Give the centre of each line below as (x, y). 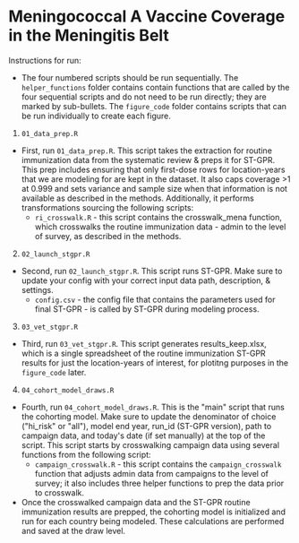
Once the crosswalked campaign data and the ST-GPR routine (136, 502)
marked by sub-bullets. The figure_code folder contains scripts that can (154, 106)
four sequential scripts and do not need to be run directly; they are (144, 97)
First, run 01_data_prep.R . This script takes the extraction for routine (146, 151)
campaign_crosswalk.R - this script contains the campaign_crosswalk (158, 464)
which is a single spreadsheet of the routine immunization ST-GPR (143, 353)
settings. (38, 289)
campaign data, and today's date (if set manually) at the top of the (143, 435)
